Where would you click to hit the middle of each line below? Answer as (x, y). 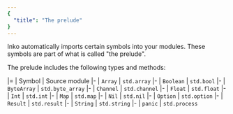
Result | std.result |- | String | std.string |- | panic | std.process (103, 104)
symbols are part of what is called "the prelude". (77, 54)
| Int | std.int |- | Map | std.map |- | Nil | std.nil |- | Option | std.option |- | (115, 96)
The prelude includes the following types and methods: (87, 68)
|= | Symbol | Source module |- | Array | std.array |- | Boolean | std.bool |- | (116, 81)
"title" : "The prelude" (48, 20)
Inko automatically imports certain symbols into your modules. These (106, 47)
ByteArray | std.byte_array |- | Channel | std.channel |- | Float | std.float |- (117, 89)
